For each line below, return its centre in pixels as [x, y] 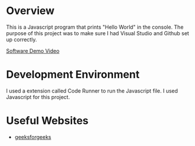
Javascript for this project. [38, 97]
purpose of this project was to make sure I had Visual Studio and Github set [98, 33]
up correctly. [22, 39]
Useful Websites [47, 121]
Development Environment [73, 75]
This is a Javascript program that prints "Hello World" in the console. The [95, 27]
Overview [30, 11]
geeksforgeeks [33, 137]
